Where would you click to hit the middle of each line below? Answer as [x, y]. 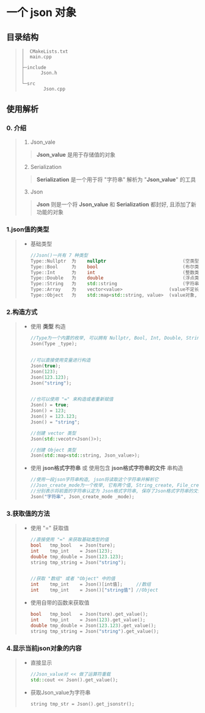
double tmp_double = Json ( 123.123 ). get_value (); [93, 625]
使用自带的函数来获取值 [60, 603]
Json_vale [43, 142]
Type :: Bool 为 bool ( [108, 267]
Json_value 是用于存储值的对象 [76, 154]
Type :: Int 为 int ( [108, 272]
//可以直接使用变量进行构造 [60, 360]
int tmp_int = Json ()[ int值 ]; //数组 [91, 584]
